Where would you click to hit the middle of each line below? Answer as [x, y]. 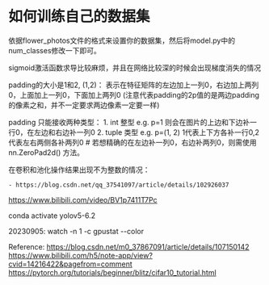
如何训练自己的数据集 [80, 17]
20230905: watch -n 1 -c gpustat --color [76, 231]
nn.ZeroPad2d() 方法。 [46, 152]
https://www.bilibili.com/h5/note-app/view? [81, 255]
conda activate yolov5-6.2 [52, 216]
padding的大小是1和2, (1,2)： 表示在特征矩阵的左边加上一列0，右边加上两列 [134, 85]
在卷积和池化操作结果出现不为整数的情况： [79, 170]
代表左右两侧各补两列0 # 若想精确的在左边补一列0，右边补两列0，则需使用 [132, 142]
